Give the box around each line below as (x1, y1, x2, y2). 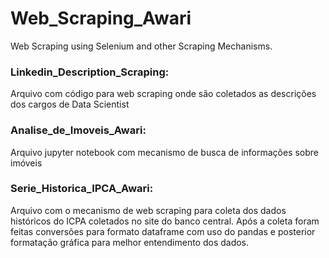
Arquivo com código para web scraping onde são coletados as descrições (10, 88, 317, 100)
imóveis (10, 157, 43, 169)
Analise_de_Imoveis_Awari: (10, 123, 147, 137)
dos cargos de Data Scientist (10, 98, 130, 111)
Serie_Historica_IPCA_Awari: (10, 182, 154, 196)
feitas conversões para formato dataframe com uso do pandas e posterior (10, 225, 316, 237)
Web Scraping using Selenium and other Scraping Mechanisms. (10, 40, 273, 52)
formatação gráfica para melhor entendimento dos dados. (10, 236, 250, 248)
